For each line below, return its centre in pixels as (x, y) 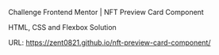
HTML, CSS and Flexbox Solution (62, 27)
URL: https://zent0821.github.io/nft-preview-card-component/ (109, 42)
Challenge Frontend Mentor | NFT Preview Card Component (106, 12)
